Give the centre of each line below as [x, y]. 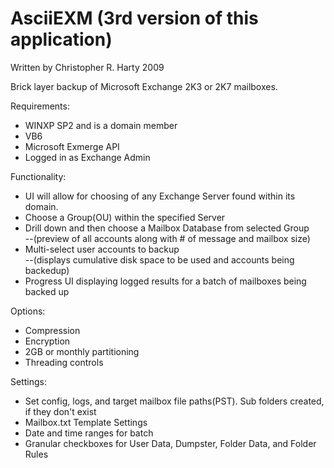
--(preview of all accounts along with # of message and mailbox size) [167, 238]
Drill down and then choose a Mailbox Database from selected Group [167, 228]
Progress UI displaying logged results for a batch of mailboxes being [165, 281]
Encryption [47, 341]
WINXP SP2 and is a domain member [101, 125]
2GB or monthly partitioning [82, 351]
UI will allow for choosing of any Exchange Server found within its [160, 196]
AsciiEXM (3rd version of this [134, 18]
